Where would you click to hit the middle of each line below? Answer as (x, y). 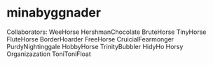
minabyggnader (54, 13)
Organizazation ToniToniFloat (49, 54)
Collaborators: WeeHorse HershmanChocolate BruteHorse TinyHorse (106, 32)
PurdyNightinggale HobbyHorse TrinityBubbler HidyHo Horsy (95, 46)
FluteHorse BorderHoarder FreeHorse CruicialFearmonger (90, 39)
